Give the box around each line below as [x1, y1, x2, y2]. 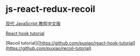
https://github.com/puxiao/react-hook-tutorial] [40, 40, 136, 46]
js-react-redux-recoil [5, 3, 96, 15]
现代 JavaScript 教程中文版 [5, 20, 61, 26]
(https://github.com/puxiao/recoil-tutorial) [5, 45, 92, 51]
